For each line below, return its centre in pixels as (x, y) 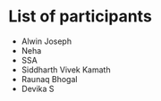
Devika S (38, 88)
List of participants (80, 17)
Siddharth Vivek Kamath (66, 70)
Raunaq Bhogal (49, 79)
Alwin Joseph (47, 41)
